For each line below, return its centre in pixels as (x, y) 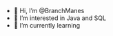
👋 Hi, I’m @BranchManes (49, 11)
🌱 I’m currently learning (47, 25)
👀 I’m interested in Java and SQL (60, 18)
